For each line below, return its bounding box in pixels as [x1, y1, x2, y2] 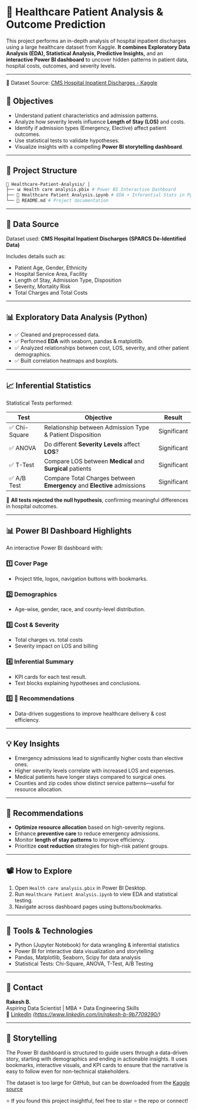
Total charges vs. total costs [14, 636, 83, 644]
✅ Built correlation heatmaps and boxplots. [14, 357, 118, 364]
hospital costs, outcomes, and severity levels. [6, 62, 116, 69]
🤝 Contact [6, 982, 43, 993]
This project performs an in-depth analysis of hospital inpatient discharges [6, 37, 186, 44]
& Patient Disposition [43, 431, 101, 439]
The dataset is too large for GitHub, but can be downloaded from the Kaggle [6, 1079, 190, 1086]
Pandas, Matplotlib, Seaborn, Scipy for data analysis [14, 954, 141, 961]
